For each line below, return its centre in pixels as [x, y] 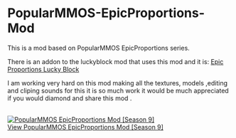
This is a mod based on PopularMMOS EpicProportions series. [98, 48]
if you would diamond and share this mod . [70, 98]
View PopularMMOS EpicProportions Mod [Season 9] [85, 127]
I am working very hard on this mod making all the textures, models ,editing [118, 83]
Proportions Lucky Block [43, 69]
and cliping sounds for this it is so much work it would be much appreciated [118, 90]
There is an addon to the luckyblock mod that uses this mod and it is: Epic [116, 61]
